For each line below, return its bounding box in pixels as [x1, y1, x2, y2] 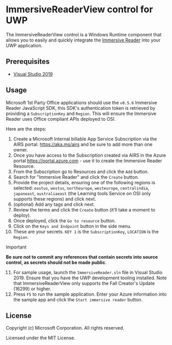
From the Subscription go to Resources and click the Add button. [13, 168, 149, 175]
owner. [13, 146, 28, 152]
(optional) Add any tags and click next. [13, 201, 95, 207]
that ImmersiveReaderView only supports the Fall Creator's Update [13, 280, 155, 286]
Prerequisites [6, 57, 50, 66]
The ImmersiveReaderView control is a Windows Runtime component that [6, 31, 162, 37]
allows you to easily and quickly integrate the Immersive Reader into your [6, 37, 161, 43]
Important [6, 244, 27, 250]
